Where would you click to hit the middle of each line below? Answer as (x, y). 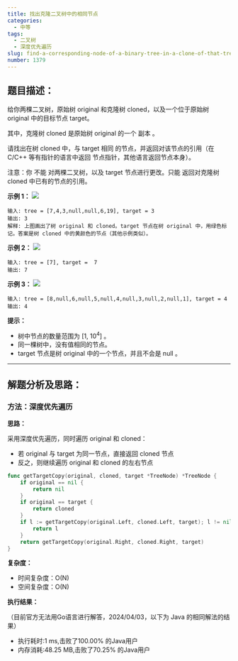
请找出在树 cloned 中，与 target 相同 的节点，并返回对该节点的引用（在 (111, 148)
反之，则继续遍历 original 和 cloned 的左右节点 (85, 462)
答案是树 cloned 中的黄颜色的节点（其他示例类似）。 (84, 234)
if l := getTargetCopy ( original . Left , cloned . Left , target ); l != (120, 523)
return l (46, 529)
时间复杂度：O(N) (43, 578)
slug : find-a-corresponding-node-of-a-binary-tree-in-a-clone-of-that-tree (121, 54)
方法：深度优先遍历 (40, 407)
